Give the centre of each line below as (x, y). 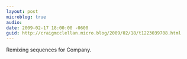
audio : (14, 22)
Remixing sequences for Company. (49, 50)
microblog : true (26, 17)
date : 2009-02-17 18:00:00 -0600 (47, 28)
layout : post (22, 11)
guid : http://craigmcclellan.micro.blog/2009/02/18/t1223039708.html (94, 33)
